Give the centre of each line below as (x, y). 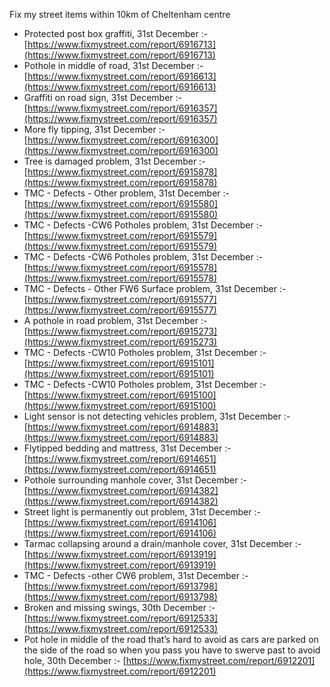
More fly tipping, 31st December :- (94, 129)
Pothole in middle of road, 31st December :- (113, 65)
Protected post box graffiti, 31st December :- (116, 33)
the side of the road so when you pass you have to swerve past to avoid (172, 650)
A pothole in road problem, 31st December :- (115, 320)
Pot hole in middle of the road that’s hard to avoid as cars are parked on (171, 639)
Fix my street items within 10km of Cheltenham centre (120, 14)
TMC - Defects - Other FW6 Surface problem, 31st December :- (155, 288)
